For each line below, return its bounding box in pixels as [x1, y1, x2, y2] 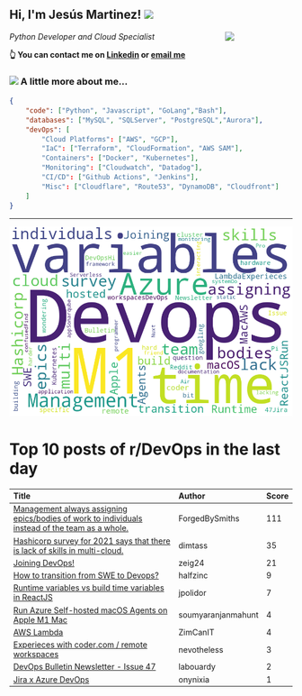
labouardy [178, 662, 216, 673]
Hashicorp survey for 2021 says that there [13, 536, 171, 546]
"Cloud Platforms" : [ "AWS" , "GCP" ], [41, 134, 179, 143]
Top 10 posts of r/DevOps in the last [9, 439, 280, 459]
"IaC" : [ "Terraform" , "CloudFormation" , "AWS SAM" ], [41, 144, 244, 153]
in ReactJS [13, 592, 53, 603]
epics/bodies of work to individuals [13, 513, 143, 524]
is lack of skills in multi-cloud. [13, 545, 124, 555]
